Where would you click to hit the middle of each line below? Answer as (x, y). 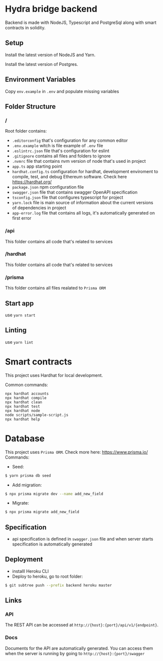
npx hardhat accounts (27, 393)
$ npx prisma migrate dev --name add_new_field (54, 494)
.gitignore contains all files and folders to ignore (61, 156)
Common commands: (27, 385)
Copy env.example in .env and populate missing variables (62, 91)
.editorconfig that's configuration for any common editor (70, 140)
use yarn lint (19, 342)
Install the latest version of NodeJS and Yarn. (50, 55)
